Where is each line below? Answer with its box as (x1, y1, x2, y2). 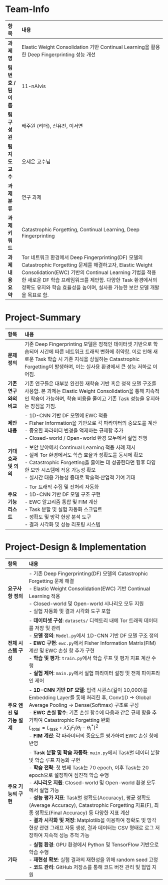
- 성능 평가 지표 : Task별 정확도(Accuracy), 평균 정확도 (28, 794, 151, 801)
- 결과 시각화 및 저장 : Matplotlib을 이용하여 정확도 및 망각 (28, 817, 156, 824)
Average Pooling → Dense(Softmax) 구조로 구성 (28, 701, 139, 708)
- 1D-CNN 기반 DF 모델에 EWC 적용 (24, 412, 108, 419)
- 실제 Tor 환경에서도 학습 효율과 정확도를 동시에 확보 (24, 451, 143, 458)
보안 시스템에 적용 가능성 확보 (30, 466, 96, 473)
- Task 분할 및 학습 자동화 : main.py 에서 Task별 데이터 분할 (28, 749, 160, 756)
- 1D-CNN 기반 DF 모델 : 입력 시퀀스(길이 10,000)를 (28, 686, 148, 693)
